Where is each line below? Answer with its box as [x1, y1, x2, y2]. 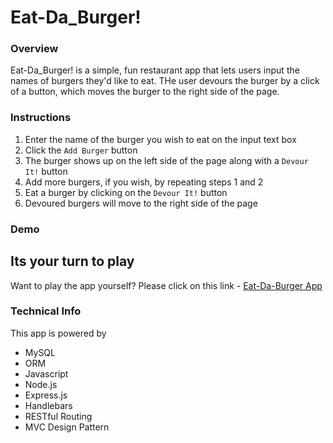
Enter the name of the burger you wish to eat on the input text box [24, 133, 297, 145]
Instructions [10, 111, 72, 125]
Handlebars [24, 399, 73, 411]
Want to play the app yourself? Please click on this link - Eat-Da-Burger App [10, 279, 323, 291]
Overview [10, 42, 59, 56]
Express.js [24, 389, 68, 401]
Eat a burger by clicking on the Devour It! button [24, 186, 228, 198]
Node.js [24, 378, 58, 390]
